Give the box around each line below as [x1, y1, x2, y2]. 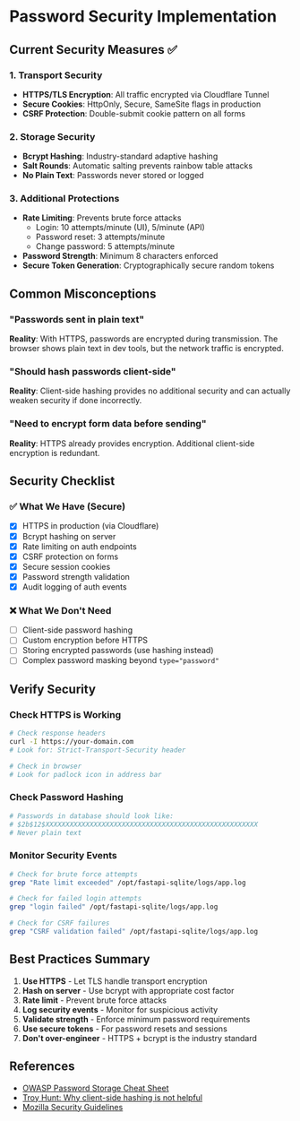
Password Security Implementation [9, 6, 278, 27]
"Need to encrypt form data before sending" [9, 418, 207, 430]
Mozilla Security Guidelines [21, 1101, 124, 1112]
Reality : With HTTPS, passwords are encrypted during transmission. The [9, 333, 279, 344]
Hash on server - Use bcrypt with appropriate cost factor [21, 985, 235, 996]
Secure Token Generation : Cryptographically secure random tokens [21, 260, 275, 271]
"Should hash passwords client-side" [9, 366, 176, 378]
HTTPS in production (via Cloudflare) [21, 521, 159, 531]
